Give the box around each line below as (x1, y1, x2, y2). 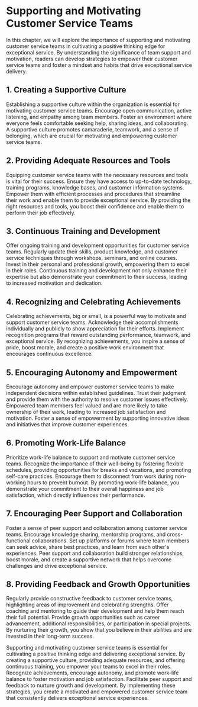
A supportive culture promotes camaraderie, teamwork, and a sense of (6, 126, 179, 133)
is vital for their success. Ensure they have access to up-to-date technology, (6, 178, 192, 185)
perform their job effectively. (6, 209, 76, 216)
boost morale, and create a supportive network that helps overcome (6, 555, 172, 563)
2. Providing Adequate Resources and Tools (6, 156, 171, 166)
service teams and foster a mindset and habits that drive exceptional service (6, 61, 192, 69)
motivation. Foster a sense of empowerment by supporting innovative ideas (6, 414, 190, 422)
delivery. (6, 68, 28, 75)
